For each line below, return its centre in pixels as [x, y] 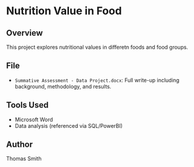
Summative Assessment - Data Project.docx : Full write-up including [97, 80]
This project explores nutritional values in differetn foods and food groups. [97, 47]
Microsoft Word [34, 119]
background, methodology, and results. [63, 86]
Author [19, 145]
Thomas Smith [24, 159]
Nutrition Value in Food [64, 11]
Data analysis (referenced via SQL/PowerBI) [69, 125]
